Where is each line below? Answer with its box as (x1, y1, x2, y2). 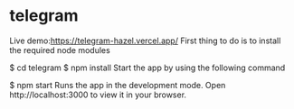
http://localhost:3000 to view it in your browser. (9, 89, 187, 100)
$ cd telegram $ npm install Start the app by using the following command (9, 62, 286, 73)
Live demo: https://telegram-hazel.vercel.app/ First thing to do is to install (9, 35, 281, 46)
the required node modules (9, 44, 110, 55)
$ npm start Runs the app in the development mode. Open (9, 79, 226, 90)
